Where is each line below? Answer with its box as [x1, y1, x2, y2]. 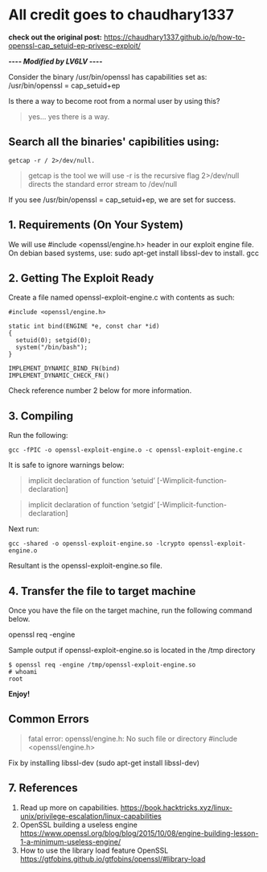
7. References [8, 781, 78, 795]
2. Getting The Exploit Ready [8, 271, 154, 285]
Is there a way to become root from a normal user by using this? [8, 96, 220, 105]
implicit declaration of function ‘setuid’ [27, 476, 155, 486]
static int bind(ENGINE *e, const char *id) [8, 322, 160, 331]
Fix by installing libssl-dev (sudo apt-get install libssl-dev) [8, 758, 199, 767]
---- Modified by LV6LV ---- [8, 56, 103, 66]
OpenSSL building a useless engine [19, 820, 138, 829]
